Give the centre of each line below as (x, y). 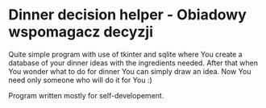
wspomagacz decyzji (81, 32)
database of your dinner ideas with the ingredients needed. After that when (133, 63)
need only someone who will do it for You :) (81, 80)
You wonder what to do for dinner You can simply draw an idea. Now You (130, 71)
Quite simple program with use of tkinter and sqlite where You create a (126, 54)
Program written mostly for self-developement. (86, 95)
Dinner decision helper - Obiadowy (128, 15)
